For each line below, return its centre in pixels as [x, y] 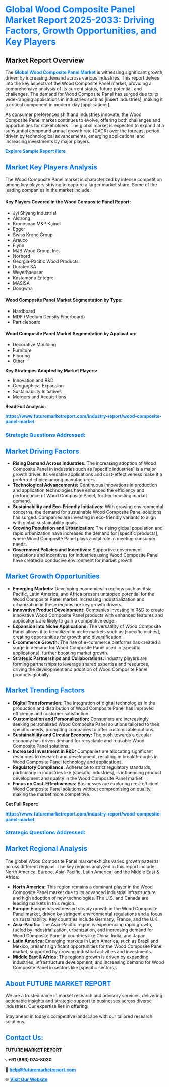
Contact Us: [24, 1038]
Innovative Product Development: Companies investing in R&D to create [88, 610]
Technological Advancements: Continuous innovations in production [85, 485]
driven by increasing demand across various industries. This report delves [82, 78]
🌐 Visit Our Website [26, 1079]
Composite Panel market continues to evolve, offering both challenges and [83, 120]
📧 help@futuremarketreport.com [41, 1070]
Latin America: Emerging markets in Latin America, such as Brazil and [86, 941]
